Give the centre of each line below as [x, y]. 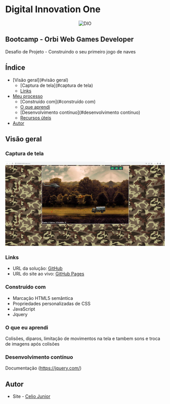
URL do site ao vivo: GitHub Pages [48, 274]
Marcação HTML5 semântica [43, 298]
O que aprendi [35, 107]
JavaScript [24, 309]
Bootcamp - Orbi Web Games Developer [70, 39]
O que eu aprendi [27, 327]
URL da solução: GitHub [37, 268]
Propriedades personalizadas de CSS [52, 303]
